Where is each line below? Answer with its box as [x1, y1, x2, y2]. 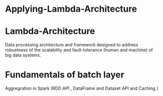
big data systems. [5, 52, 41, 58]
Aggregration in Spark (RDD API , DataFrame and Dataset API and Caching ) [5, 85, 159, 91]
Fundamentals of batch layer [5, 69, 124, 80]
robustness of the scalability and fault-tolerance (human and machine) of [5, 47, 153, 53]
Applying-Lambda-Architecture [5, 3, 137, 15]
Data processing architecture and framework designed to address [5, 42, 138, 48]
